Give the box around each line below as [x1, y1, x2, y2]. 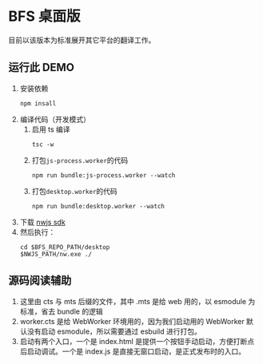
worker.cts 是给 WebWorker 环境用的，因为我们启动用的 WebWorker [19, 316, 245, 326]
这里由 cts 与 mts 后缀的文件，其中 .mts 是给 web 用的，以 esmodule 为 [19, 296, 256, 306]
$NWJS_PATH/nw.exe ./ [19, 250, 92, 258]
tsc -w [31, 140, 54, 148]
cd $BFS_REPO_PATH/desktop [19, 243, 110, 251]
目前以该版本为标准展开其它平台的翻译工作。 [8, 35, 156, 45]
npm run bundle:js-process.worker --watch [31, 171, 176, 180]
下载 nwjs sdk [19, 217, 66, 227]
